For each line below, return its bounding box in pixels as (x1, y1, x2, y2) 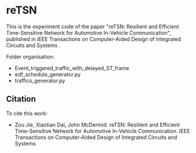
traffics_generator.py (14, 77, 66, 84)
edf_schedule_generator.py (14, 71, 81, 78)
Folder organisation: (6, 53, 55, 60)
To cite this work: (6, 109, 48, 117)
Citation (6, 94, 36, 104)
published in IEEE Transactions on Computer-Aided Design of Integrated (6, 35, 181, 42)
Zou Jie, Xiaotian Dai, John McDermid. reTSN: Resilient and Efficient (14, 121, 180, 128)
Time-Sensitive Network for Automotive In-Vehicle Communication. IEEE (14, 127, 190, 134)
